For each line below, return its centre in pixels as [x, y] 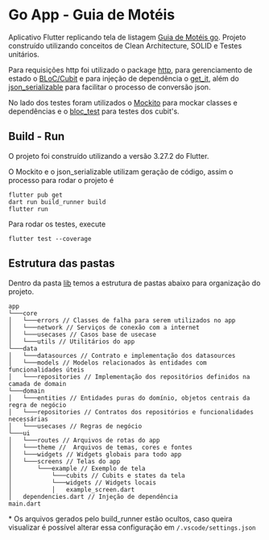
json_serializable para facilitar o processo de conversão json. [110, 87]
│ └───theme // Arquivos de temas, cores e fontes [101, 447]
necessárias [28, 419]
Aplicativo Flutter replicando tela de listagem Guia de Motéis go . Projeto [127, 37]
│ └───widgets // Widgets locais [83, 482]
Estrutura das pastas [62, 264]
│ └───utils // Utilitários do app [72, 341]
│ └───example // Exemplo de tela [77, 468]
